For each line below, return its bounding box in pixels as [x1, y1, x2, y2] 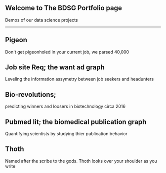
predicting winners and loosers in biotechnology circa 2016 [5, 103, 126, 110]
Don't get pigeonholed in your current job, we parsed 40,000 [5, 49, 129, 55]
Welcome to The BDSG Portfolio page [5, 4, 122, 12]
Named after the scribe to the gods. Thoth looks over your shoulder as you [5, 158, 157, 164]
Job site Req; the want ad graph [5, 63, 105, 72]
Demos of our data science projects [5, 17, 78, 23]
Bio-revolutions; [5, 90, 56, 99]
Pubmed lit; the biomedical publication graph [5, 117, 147, 126]
